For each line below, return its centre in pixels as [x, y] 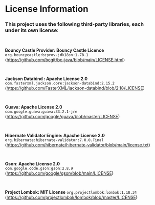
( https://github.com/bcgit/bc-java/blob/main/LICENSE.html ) [65, 60]
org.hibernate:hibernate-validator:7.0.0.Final [55, 140]
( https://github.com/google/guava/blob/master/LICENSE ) [63, 117]
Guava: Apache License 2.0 [34, 107]
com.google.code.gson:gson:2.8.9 [39, 169]
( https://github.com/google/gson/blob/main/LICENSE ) [59, 173]
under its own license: [32, 30]
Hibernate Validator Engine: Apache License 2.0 [55, 136]
